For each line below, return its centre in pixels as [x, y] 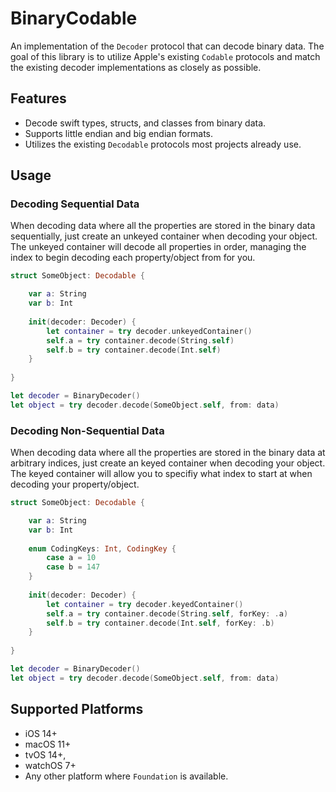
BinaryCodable [74, 18]
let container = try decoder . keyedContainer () [145, 604]
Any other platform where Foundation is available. [126, 776]
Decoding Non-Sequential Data [87, 430]
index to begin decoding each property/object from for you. [133, 258]
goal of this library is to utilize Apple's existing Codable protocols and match [165, 56]
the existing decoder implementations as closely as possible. [136, 67]
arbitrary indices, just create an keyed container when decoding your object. [168, 463]
